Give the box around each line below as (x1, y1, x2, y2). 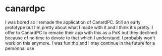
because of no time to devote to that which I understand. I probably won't (5, 35, 155, 41)
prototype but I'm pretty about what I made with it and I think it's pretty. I (5, 24, 153, 30)
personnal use (5, 45, 35, 51)
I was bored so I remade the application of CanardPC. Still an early (5, 19, 141, 25)
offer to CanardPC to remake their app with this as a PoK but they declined (5, 29, 158, 35)
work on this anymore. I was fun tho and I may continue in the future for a (5, 40, 155, 46)
